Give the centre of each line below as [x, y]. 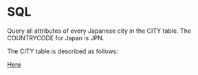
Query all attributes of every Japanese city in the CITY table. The [99, 31]
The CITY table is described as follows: [63, 51]
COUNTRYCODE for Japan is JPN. [56, 37]
